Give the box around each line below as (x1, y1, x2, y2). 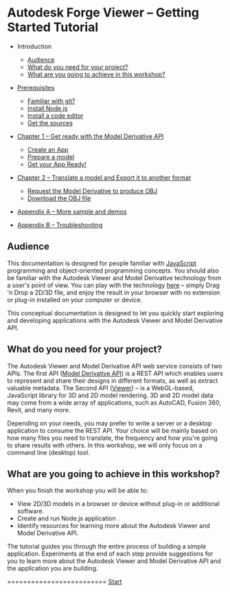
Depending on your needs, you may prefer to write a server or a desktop (7, 419, 212, 427)
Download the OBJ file (27, 194, 91, 202)
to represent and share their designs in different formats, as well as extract (7, 377, 218, 385)
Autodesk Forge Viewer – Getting (7, 5, 200, 21)
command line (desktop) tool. (7, 448, 91, 456)
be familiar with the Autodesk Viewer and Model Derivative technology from (7, 273, 222, 282)
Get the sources (27, 118, 73, 127)
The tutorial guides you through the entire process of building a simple (7, 542, 207, 551)
